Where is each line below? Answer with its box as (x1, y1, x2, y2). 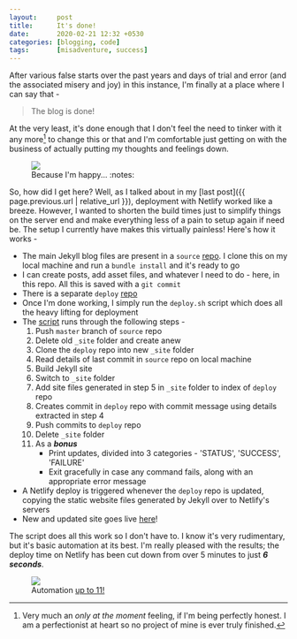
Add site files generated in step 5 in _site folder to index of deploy (34, 382, 277, 392)
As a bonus (34, 438, 78, 449)
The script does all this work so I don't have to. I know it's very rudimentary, (9, 530, 286, 541)
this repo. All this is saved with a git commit (21, 278, 181, 289)
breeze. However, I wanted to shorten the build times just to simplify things (9, 205, 281, 216)
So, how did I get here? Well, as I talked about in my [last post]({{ (9, 186, 246, 197)
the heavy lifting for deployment (21, 307, 139, 317)
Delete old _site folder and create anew (34, 335, 181, 346)
